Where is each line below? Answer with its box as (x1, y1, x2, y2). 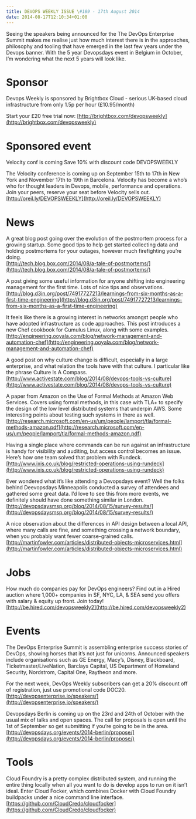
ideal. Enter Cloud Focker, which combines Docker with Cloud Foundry (6, 787, 177, 795)
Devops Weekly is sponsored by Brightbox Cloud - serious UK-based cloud (6, 95, 187, 102)
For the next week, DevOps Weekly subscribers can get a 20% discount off (6, 680, 188, 687)
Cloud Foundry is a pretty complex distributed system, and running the (6, 775, 177, 782)
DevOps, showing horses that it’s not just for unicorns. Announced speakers (6, 650, 190, 657)
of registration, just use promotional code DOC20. (6, 686, 126, 693)
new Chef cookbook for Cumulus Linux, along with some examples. (6, 326, 169, 333)
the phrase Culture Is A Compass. (6, 369, 88, 376)
